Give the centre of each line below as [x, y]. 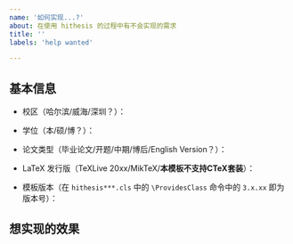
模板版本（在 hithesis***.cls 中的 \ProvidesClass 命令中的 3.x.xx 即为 [153, 187]
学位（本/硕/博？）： [58, 131]
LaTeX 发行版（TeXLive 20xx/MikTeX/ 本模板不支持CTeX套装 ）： [138, 168]
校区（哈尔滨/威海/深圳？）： [74, 111]
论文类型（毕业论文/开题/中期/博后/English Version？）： [124, 150]
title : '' [28, 34]
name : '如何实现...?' [47, 17]
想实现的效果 [45, 229]
